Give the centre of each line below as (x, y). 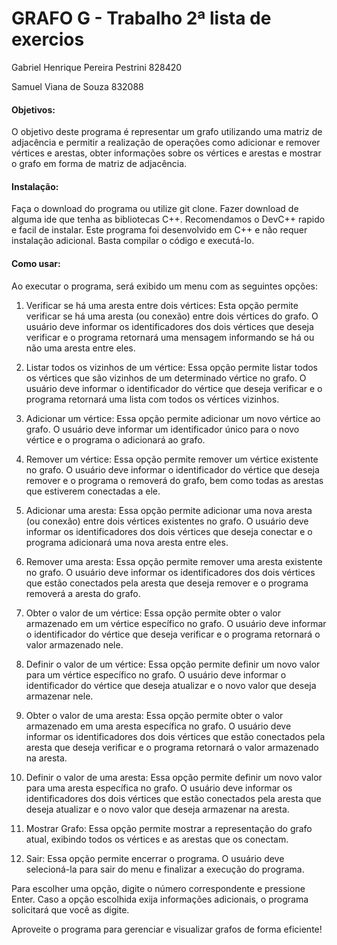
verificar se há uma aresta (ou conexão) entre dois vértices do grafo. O (172, 316)
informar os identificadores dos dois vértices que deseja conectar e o (169, 531)
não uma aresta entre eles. (80, 348)
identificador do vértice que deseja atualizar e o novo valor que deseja (171, 685)
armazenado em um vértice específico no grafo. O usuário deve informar (176, 623)
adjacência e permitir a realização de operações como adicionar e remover (166, 143)
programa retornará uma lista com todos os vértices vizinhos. (152, 399)
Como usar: (36, 263)
